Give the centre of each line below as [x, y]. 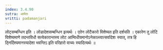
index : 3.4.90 [19, 9]
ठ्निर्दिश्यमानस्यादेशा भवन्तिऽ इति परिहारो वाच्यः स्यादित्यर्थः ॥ [50, 43]
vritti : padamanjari [26, 18]
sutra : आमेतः [17, 14]
